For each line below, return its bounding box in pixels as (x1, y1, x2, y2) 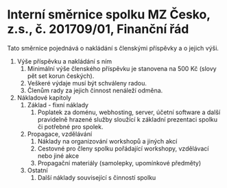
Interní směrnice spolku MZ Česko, (7, 7, 211, 23)
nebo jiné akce (37, 151, 80, 160)
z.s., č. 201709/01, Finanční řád (7, 21, 189, 37)
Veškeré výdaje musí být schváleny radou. (27, 79, 147, 87)
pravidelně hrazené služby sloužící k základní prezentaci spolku (37, 115, 218, 123)
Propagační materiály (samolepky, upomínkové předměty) (37, 159, 202, 167)
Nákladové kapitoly (16, 93, 72, 102)
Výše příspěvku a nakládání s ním (16, 57, 112, 65)
